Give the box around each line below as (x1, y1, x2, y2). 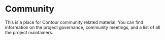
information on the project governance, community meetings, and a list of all (5, 24, 160, 30)
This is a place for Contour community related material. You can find (5, 19, 144, 25)
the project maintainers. (5, 29, 53, 35)
